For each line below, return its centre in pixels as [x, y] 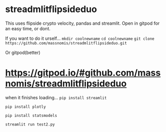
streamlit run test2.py [30, 124]
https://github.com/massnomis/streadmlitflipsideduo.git [66, 43]
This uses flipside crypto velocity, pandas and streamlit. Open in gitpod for [82, 23]
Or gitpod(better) [23, 52]
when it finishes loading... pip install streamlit [56, 97]
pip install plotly [26, 107]
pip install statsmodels [31, 115]
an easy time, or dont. [28, 28]
